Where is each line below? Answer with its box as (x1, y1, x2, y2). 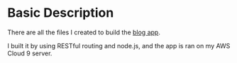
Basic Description (7, 5, 114, 21)
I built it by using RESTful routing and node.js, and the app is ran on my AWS (7, 41, 231, 50)
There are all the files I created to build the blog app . (7, 28, 161, 36)
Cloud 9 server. (7, 49, 53, 57)
